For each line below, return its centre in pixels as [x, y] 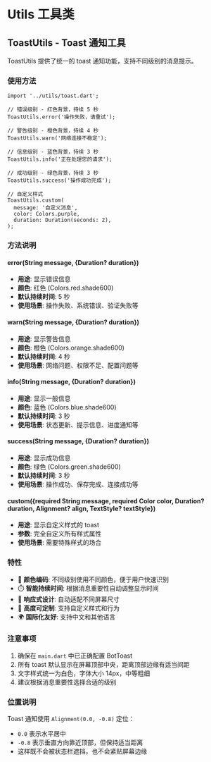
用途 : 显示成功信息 [44, 458]
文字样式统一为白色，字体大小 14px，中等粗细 [84, 673]
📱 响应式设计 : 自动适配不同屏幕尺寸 [68, 599]
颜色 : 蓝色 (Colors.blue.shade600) [67, 407]
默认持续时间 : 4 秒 [44, 356]
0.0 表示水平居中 [42, 734]
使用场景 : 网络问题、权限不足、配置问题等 [78, 365]
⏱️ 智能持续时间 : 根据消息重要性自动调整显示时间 [88, 588]
